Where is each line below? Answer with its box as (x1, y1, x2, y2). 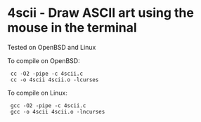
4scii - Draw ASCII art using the (7, 5, 195, 21)
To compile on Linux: (7, 88, 68, 97)
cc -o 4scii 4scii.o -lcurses (10, 76, 99, 83)
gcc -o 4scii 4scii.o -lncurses (10, 108, 105, 115)
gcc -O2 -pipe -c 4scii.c (10, 102, 86, 109)
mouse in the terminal (7, 20, 137, 36)
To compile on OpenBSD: (7, 56, 80, 65)
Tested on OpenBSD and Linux (7, 43, 96, 51)
